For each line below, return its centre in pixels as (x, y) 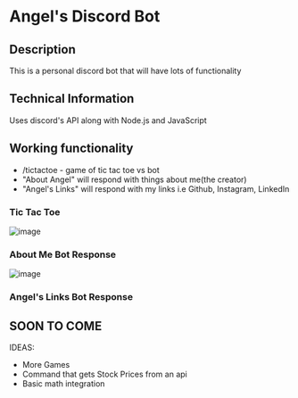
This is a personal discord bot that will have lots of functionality (125, 70)
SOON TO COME (56, 326)
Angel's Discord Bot (85, 17)
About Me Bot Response (63, 254)
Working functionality (71, 149)
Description (42, 50)
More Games (46, 364)
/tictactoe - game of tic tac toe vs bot (91, 170)
